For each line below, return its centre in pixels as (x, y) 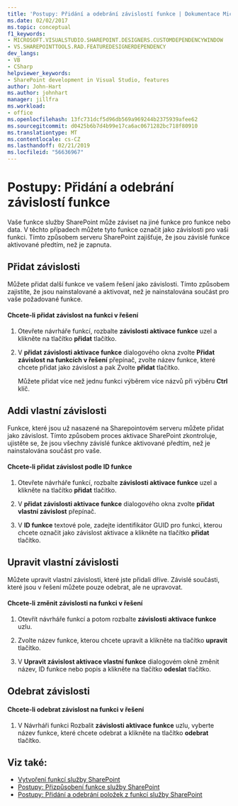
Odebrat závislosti (49, 692)
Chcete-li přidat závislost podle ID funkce (70, 467)
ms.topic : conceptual (39, 27)
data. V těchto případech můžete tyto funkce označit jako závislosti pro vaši (118, 229)
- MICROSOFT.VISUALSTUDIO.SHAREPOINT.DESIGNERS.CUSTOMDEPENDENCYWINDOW (115, 40)
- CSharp (20, 67)
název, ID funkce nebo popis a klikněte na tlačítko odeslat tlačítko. (114, 669)
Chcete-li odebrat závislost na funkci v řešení (76, 709)
